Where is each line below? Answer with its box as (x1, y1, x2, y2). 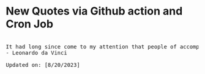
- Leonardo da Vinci (6, 49, 68, 56)
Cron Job (6, 17, 53, 31)
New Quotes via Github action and (6, 4, 183, 18)
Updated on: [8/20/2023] (6, 61, 80, 68)
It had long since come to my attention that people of (6, 43, 177, 50)
